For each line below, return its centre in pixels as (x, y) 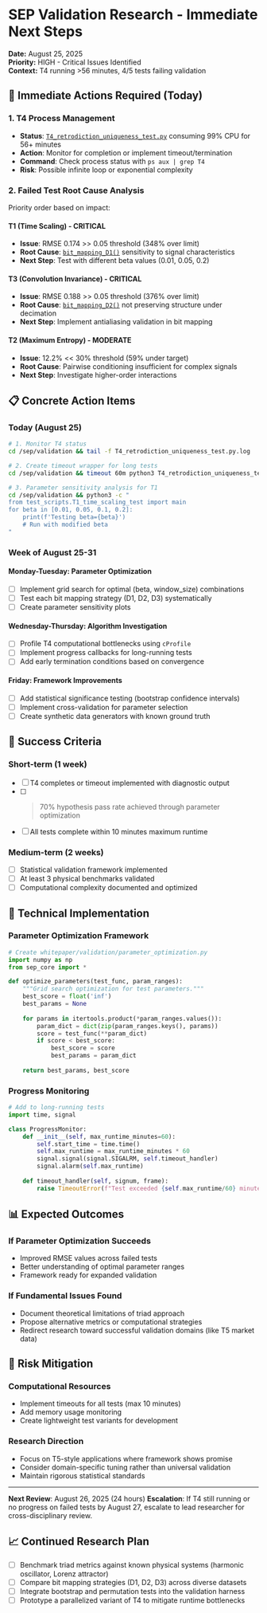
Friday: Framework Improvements (66, 681)
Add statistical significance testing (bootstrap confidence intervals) (130, 698)
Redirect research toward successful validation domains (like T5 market (137, 1330)
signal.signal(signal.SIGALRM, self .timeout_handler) (128, 1159)
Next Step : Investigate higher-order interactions (98, 375)
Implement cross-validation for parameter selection (104, 707)
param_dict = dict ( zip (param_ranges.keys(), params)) (128, 1026)
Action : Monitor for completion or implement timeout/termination (126, 152)
